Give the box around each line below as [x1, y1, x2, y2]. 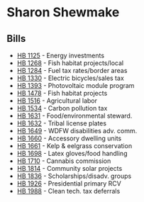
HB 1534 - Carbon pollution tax [16, 104, 108, 112]
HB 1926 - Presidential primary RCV [16, 179, 121, 188]
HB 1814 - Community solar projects [16, 164, 123, 172]
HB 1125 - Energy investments [16, 51, 104, 60]
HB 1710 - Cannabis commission [16, 157, 111, 165]
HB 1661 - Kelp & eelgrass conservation [16, 142, 133, 150]
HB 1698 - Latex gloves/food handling [16, 150, 128, 157]
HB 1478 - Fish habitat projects [16, 89, 108, 97]
